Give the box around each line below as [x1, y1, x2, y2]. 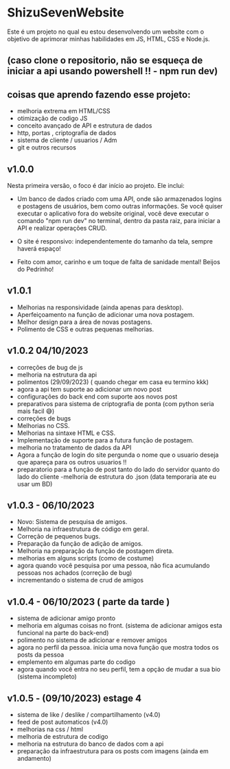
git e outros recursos [16, 143, 77, 152]
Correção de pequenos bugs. [16, 532, 101, 541]
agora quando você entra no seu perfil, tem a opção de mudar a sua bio [16, 665, 221, 674]
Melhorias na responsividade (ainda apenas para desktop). [16, 303, 184, 311]
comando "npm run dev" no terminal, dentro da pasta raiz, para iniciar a [16, 216, 221, 224]
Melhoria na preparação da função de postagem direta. [16, 547, 174, 555]
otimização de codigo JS [16, 115, 88, 123]
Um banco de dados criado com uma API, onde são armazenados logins [16, 194, 222, 203]
